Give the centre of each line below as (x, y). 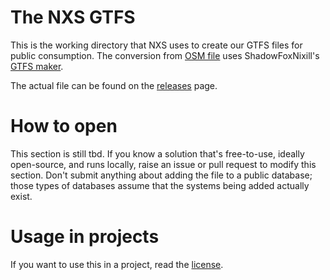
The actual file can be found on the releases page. (114, 85)
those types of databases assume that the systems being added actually (160, 185)
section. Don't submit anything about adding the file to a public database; (161, 175)
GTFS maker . (37, 66)
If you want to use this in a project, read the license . (117, 264)
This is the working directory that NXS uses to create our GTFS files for (156, 45)
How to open (64, 126)
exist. (21, 196)
